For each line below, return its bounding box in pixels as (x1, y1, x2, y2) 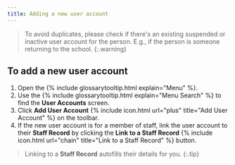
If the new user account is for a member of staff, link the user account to (17, 121, 228, 130)
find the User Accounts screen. (17, 99, 110, 107)
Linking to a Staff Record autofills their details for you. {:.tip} (24, 149, 200, 159)
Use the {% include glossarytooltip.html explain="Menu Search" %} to (17, 91, 222, 99)
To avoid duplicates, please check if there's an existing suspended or (24, 30, 226, 38)
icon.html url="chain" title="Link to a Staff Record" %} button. (17, 136, 197, 145)
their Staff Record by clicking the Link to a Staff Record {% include (17, 128, 213, 137)
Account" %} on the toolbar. (17, 114, 100, 122)
